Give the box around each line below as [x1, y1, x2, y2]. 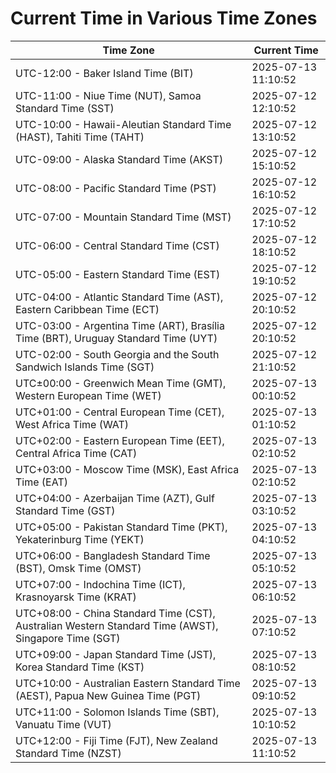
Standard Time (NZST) [15, 746, 122, 760]
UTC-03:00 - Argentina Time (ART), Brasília [15, 318, 225, 332]
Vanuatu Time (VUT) [15, 717, 112, 731]
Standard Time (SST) [15, 101, 115, 115]
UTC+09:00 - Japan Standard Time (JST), [15, 647, 217, 661]
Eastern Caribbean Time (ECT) [15, 302, 160, 316]
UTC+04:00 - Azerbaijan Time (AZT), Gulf [15, 491, 215, 505]
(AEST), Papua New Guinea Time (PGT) [15, 688, 202, 702]
